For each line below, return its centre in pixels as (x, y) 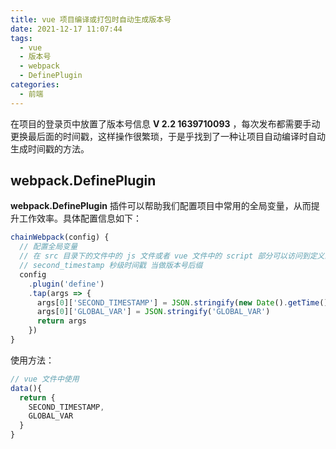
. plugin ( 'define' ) (66, 284)
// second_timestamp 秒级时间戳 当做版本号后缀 (111, 266)
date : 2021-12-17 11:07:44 (66, 29)
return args (61, 321)
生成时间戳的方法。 (50, 148)
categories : (35, 85)
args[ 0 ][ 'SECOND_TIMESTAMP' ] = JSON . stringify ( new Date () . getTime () (182, 302)
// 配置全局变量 (48, 247)
